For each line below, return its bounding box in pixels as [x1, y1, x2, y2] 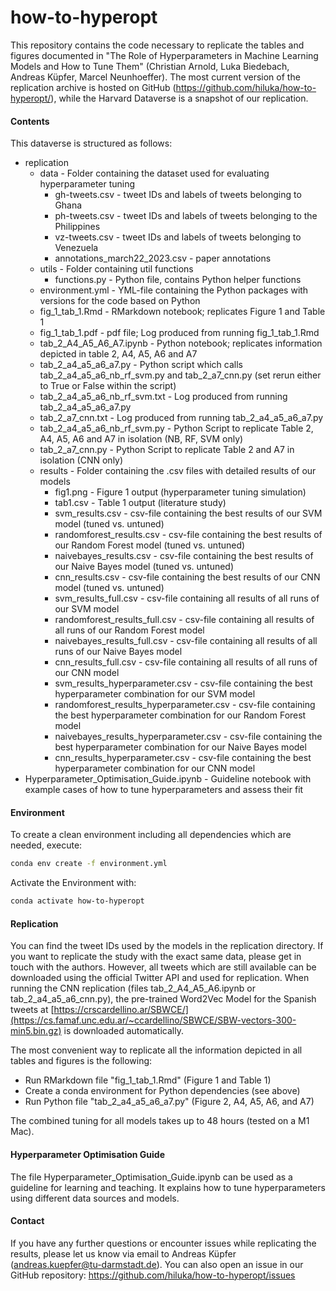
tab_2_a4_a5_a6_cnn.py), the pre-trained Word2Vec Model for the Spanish [10, 993, 317, 1005]
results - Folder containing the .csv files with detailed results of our [39, 465, 317, 477]
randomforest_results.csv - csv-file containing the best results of [54, 529, 323, 541]
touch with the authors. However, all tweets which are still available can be [10, 961, 317, 973]
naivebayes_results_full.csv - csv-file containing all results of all [54, 635, 318, 647]
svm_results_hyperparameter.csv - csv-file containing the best [54, 677, 313, 690]
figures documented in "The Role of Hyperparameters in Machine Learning [10, 49, 319, 61]
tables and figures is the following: [10, 1055, 153, 1067]
